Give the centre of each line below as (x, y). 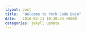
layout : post (18, 9)
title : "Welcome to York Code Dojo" (43, 14)
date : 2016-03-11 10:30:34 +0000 (41, 18)
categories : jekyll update (32, 23)
